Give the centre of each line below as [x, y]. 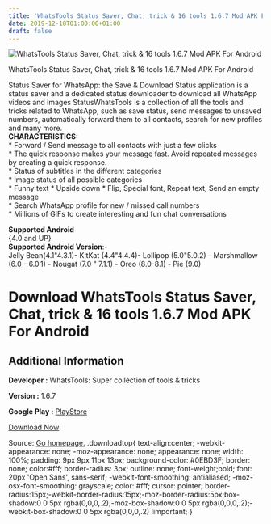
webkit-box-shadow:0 [45, 512]
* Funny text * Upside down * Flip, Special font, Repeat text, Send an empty [134, 188]
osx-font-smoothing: [43, 486]
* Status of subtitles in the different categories [85, 171]
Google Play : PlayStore [48, 412]
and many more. [35, 128]
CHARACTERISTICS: [44, 137]
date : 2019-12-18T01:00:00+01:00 [65, 23]
